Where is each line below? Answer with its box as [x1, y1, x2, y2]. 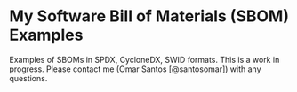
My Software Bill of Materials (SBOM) [9, 6, 290, 27]
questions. [9, 73, 48, 83]
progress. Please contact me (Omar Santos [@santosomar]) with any [9, 64, 261, 74]
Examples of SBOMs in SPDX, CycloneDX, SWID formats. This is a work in [9, 54, 280, 65]
